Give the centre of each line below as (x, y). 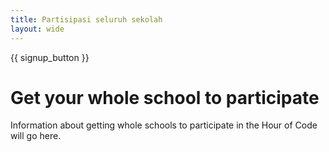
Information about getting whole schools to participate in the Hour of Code (164, 125)
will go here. (36, 136)
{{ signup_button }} (50, 57)
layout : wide (37, 29)
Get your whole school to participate (165, 97)
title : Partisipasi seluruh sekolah (86, 19)
